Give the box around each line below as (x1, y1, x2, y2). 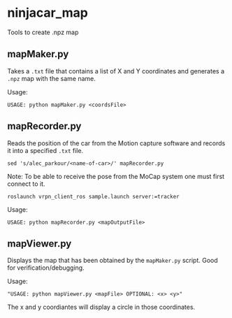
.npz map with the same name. (7, 74, 96, 82)
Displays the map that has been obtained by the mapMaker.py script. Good (7, 256, 218, 265)
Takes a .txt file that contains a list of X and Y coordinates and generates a (7, 66, 225, 75)
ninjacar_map (7, 5, 89, 21)
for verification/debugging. (7, 263, 85, 272)
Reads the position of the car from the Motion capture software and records (7, 138, 226, 147)
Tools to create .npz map (7, 28, 79, 36)
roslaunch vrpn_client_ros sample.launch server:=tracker (7, 193, 180, 200)
